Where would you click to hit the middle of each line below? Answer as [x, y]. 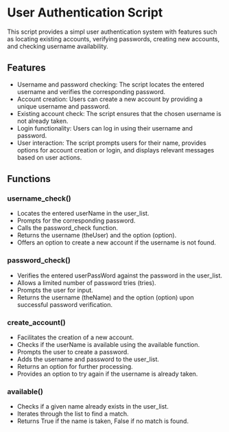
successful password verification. [65, 304]
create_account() [37, 322]
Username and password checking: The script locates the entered [110, 84]
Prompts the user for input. [55, 290]
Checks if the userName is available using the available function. [108, 345]
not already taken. [43, 121]
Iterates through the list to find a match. [73, 414]
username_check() [39, 198]
